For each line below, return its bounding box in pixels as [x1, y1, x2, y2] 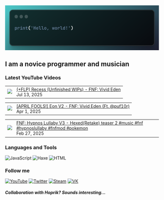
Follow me [5, 167, 30, 174]
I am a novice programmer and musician [5, 60, 129, 68]
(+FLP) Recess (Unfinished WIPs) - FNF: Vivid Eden [16, 86, 121, 92]
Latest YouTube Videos [5, 74, 61, 81]
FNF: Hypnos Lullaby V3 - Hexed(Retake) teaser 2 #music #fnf [16, 120, 143, 126]
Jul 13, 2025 [16, 91, 43, 98]
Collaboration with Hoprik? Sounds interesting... [5, 189, 106, 195]
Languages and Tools [5, 144, 57, 151]
